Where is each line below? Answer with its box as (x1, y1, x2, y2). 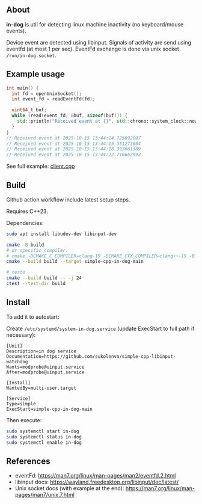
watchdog (6, 358, 28, 364)
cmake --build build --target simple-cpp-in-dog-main (6, 259, 144, 265)
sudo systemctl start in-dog (6, 428, 79, 434)
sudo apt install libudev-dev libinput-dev (6, 231, 117, 237)
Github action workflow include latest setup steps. (6, 195, 130, 203)
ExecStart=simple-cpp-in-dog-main (6, 406, 93, 412)
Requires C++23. (6, 207, 48, 215)
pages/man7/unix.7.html (14, 491, 75, 499)
